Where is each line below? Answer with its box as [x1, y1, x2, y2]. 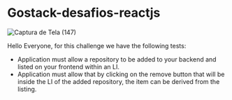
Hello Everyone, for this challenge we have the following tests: [7, 41, 187, 50]
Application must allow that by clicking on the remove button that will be [17, 70, 225, 78]
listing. [17, 85, 37, 93]
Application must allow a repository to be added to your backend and [17, 55, 217, 64]
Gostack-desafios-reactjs [7, 5, 161, 21]
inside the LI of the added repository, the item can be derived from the [17, 77, 220, 85]
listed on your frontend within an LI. [17, 62, 120, 71]
